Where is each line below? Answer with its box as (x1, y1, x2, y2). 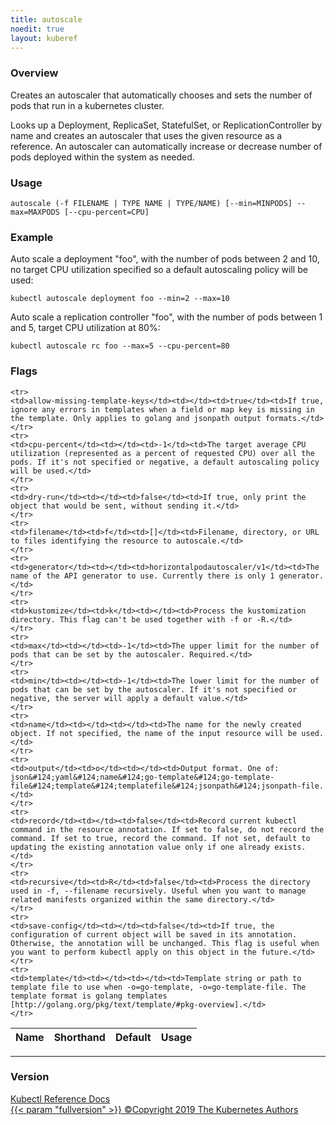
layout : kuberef (10, 33, 78, 43)
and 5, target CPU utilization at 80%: (10, 322, 161, 334)
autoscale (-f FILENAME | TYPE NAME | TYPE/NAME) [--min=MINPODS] (10, 198, 293, 208)
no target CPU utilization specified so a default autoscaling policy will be (10, 264, 308, 276)
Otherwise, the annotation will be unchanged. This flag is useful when (10, 938, 320, 948)
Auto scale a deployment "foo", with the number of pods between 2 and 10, (10, 253, 320, 265)
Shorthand (53, 1030, 106, 1044)
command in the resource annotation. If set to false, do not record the (10, 824, 325, 835)
